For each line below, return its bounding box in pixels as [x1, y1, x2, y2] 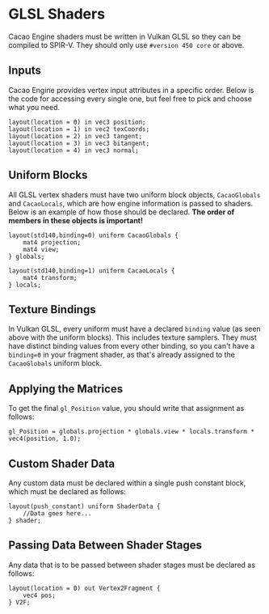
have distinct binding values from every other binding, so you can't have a [8, 341, 255, 351]
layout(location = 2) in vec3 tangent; [8, 132, 143, 140]
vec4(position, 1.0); [8, 434, 82, 443]
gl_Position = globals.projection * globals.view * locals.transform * [8, 428, 254, 436]
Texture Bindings [8, 303, 96, 316]
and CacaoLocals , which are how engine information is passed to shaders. [8, 198, 253, 208]
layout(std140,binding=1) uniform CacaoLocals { [8, 266, 175, 275]
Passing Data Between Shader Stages [8, 539, 203, 553]
